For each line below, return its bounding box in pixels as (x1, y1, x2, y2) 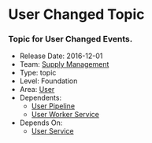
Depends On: (19, 118, 63, 127)
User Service (31, 126, 74, 136)
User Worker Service (31, 110, 100, 119)
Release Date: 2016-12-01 (19, 51, 103, 60)
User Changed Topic (8, 5, 145, 24)
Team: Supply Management (19, 60, 109, 69)
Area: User (19, 85, 55, 94)
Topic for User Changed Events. (8, 34, 133, 45)
